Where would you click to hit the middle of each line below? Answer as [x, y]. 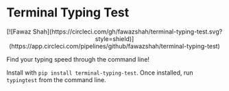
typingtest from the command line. [57, 79]
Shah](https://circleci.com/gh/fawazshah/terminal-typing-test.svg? [128, 31]
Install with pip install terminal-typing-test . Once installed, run [100, 73]
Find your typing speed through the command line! [78, 59]
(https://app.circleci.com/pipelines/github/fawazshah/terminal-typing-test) [114, 46]
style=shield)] [114, 38]
